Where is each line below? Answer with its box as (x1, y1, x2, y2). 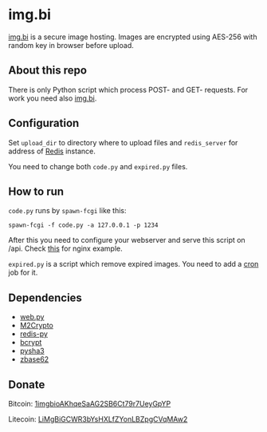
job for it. (8, 268, 38, 277)
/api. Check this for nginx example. (8, 244, 123, 253)
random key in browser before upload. (8, 40, 134, 50)
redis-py (19, 329, 48, 339)
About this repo (8, 64, 88, 77)
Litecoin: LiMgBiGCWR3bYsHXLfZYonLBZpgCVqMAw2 (8, 414, 188, 424)
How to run (8, 184, 65, 198)
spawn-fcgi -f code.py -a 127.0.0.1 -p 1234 (8, 221, 159, 229)
